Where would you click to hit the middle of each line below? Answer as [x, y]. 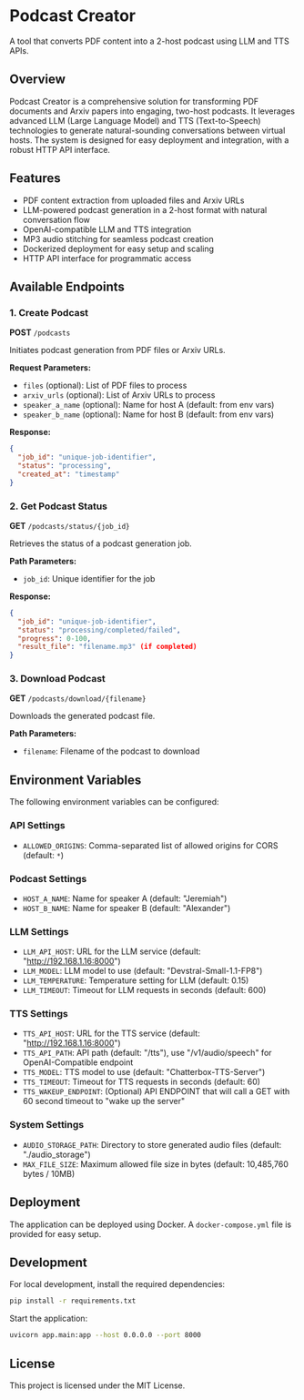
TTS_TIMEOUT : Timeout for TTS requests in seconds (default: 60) [142, 1082]
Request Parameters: [50, 368]
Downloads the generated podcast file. [82, 716]
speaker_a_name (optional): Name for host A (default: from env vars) [148, 405]
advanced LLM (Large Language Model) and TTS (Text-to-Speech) [135, 120]
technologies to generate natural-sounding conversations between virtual [147, 130]
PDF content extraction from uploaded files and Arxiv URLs [133, 200]
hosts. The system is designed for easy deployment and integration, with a [149, 140]
